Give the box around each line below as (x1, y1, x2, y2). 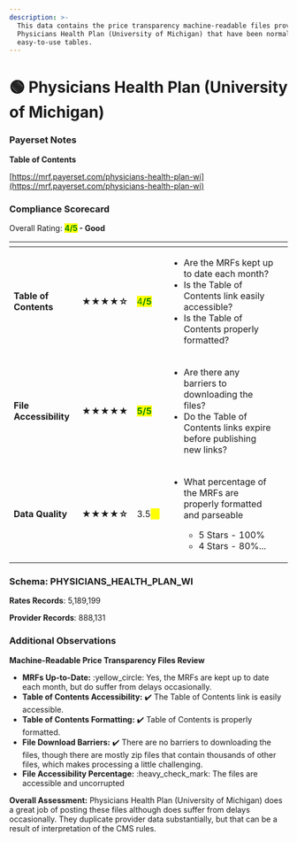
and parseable (183, 509, 244, 521)
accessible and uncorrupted (21, 777, 126, 788)
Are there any (183, 367, 240, 379)
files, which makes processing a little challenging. (21, 759, 203, 769)
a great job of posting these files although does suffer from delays (9, 804, 250, 815)
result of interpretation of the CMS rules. (9, 823, 156, 833)
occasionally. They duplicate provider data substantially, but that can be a (9, 814, 278, 824)
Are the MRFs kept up (183, 257, 274, 269)
